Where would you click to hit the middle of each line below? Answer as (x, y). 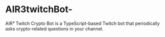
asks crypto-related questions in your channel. (54, 28)
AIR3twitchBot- (39, 9)
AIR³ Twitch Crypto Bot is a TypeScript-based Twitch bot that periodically (82, 23)
